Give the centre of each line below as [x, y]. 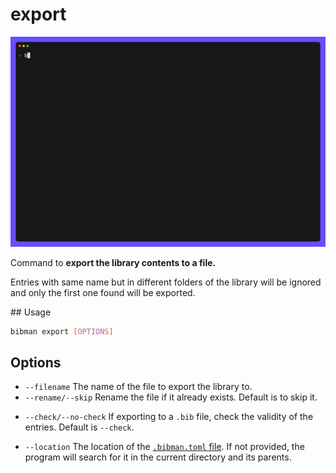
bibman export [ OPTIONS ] [62, 331]
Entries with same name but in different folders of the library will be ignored [166, 282]
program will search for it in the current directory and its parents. [158, 457]
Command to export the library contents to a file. [113, 262]
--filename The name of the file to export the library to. [138, 387]
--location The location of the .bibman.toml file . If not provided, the [164, 447]
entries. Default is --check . [79, 427]
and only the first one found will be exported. [103, 292]
